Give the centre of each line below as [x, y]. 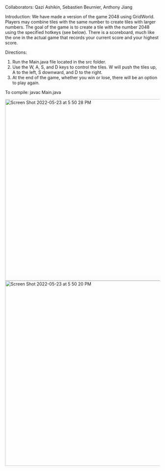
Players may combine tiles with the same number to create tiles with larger [81, 22]
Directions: [16, 52]
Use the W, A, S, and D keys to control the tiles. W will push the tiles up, [84, 67]
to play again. [26, 83]
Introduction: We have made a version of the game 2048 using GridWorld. [80, 16]
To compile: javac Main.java [33, 92]
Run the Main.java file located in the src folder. [59, 62]
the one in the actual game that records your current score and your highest [82, 37]
